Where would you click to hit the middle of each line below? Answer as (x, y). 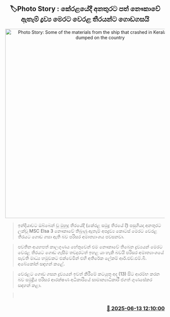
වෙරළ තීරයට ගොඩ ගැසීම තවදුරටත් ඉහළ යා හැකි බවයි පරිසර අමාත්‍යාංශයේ (91, 252)
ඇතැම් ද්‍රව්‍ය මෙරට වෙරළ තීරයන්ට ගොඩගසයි (85, 19)
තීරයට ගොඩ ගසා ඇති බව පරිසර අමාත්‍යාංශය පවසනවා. (71, 236)
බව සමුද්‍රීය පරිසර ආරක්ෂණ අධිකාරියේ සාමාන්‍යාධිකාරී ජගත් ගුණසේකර (85, 279)
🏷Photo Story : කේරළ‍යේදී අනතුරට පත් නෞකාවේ (85, 9)
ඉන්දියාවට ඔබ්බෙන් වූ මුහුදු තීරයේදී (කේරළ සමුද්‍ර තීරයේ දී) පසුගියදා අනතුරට (89, 225)
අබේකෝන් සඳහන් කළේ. (41, 263)
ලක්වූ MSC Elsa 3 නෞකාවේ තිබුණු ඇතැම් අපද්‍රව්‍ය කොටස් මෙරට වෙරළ (88, 231)
